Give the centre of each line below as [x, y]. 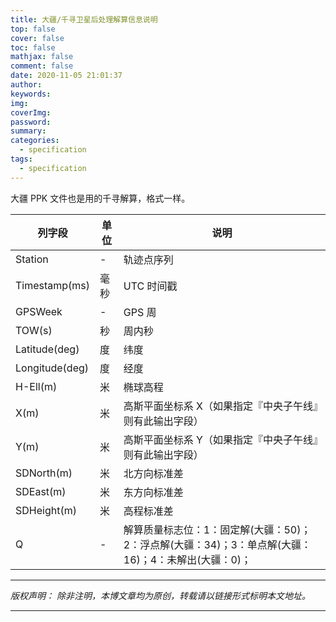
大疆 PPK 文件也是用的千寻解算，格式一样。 [100, 198]
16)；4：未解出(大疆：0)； [187, 559]
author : [26, 85]
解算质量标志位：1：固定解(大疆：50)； [217, 529]
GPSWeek [39, 311]
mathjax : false [42, 57]
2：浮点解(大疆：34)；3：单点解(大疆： [217, 544]
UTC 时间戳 [150, 286]
